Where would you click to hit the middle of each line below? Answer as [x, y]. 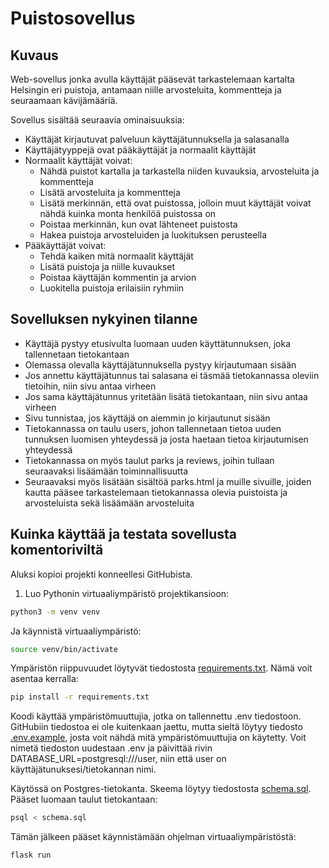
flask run [31, 855]
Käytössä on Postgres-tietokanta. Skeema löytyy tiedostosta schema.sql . [161, 789]
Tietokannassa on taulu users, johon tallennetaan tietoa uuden [153, 428]
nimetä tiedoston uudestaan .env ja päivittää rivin [111, 748]
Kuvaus [34, 55]
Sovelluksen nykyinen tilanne [104, 319]
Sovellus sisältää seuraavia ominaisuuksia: [97, 120]
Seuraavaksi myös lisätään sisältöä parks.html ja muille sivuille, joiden [168, 481]
